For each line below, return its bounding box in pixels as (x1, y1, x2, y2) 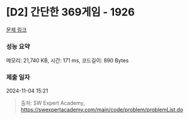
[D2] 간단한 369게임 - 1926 (6, 5, 135, 19)
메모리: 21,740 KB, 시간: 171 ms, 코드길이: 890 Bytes (6, 57, 129, 64)
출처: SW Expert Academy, (20, 99, 85, 107)
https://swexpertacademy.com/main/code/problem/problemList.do (20, 106, 184, 113)
